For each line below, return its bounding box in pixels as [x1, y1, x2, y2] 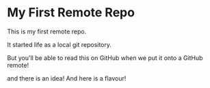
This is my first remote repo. [7, 27, 87, 35]
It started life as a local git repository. [7, 40, 111, 48]
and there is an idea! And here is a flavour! [7, 74, 127, 83]
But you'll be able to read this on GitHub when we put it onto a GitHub [7, 53, 203, 62]
